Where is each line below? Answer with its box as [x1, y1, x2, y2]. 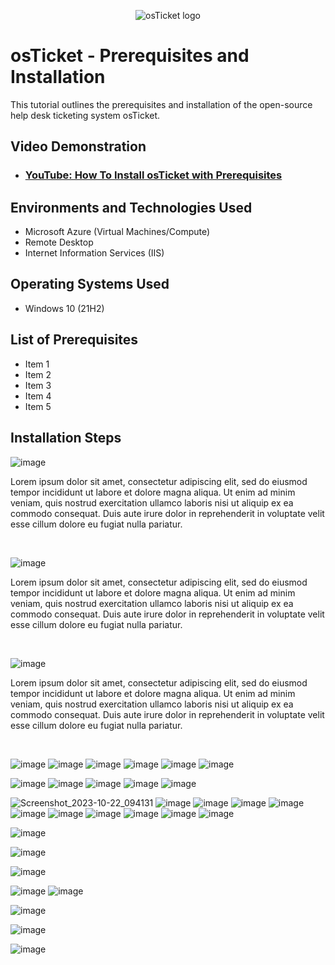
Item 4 [24, 390, 52, 402]
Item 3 [24, 379, 52, 391]
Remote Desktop [24, 236, 94, 249]
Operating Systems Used [10, 276, 170, 293]
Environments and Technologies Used [10, 199, 253, 216]
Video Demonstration [10, 138, 147, 155]
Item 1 [24, 358, 50, 370]
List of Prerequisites [10, 331, 139, 349]
